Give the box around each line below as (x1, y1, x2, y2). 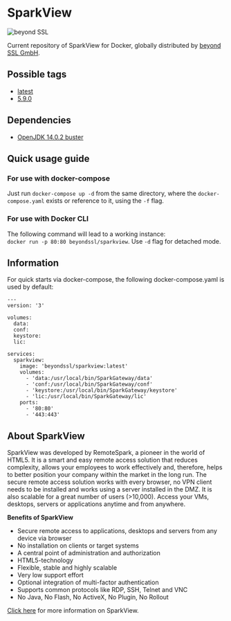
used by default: (7, 282, 54, 291)
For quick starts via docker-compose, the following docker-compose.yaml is (7, 276, 225, 284)
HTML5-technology (17, 556, 74, 565)
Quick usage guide (7, 152, 90, 164)
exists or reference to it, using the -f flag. (46, 197, 165, 205)
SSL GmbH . (7, 48, 40, 57)
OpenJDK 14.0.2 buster (17, 133, 84, 141)
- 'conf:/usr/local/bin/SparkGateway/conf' (25, 381, 154, 388)
